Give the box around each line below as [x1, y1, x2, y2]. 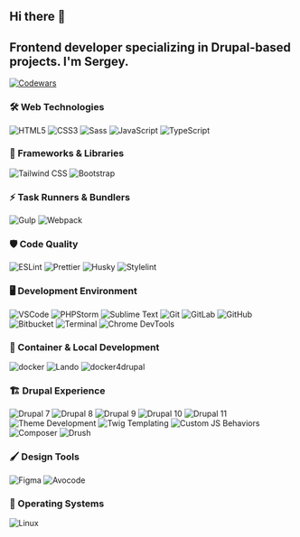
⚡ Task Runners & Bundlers [9, 190, 131, 203]
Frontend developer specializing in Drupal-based [9, 40, 292, 55]
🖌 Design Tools [9, 450, 80, 463]
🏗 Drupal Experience [9, 384, 106, 397]
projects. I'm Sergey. [9, 53, 129, 69]
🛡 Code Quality [9, 238, 79, 251]
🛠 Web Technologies [9, 101, 105, 114]
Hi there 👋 [9, 9, 66, 24]
